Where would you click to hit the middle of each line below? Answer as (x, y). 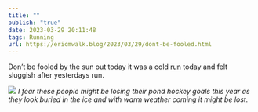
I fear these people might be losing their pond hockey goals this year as (134, 92)
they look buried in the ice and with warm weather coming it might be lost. (128, 99)
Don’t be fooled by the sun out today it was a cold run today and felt (118, 67)
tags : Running (31, 37)
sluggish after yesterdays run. (56, 75)
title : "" (24, 15)
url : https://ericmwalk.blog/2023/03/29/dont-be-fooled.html (110, 45)
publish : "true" (35, 23)
